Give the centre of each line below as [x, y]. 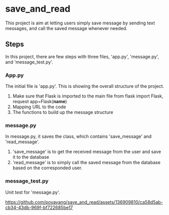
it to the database [31, 157]
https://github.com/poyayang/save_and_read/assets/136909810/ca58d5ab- [84, 202]
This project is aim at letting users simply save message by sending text [80, 23]
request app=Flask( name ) [40, 102]
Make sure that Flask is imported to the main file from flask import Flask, [88, 96]
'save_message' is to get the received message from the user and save [87, 152]
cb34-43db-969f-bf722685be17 [39, 207]
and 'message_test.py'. [29, 62]
